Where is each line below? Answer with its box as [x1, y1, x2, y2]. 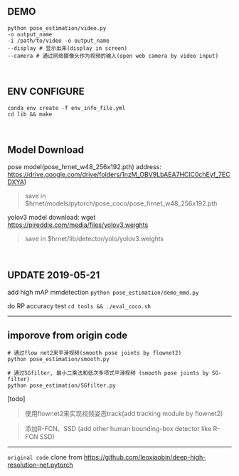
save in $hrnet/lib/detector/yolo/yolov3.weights [24, 235, 164, 243]
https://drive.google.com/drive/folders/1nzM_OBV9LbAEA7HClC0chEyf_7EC [7, 171, 230, 179]
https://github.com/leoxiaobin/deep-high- [84, 453, 206, 462]
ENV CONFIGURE [7, 86, 85, 98]
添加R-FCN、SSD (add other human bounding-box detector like [24, 425, 212, 433]
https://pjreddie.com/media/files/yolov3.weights [7, 221, 149, 229]
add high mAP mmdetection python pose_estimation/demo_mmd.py [7, 288, 199, 297]
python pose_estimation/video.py [7, 24, 107, 31]
